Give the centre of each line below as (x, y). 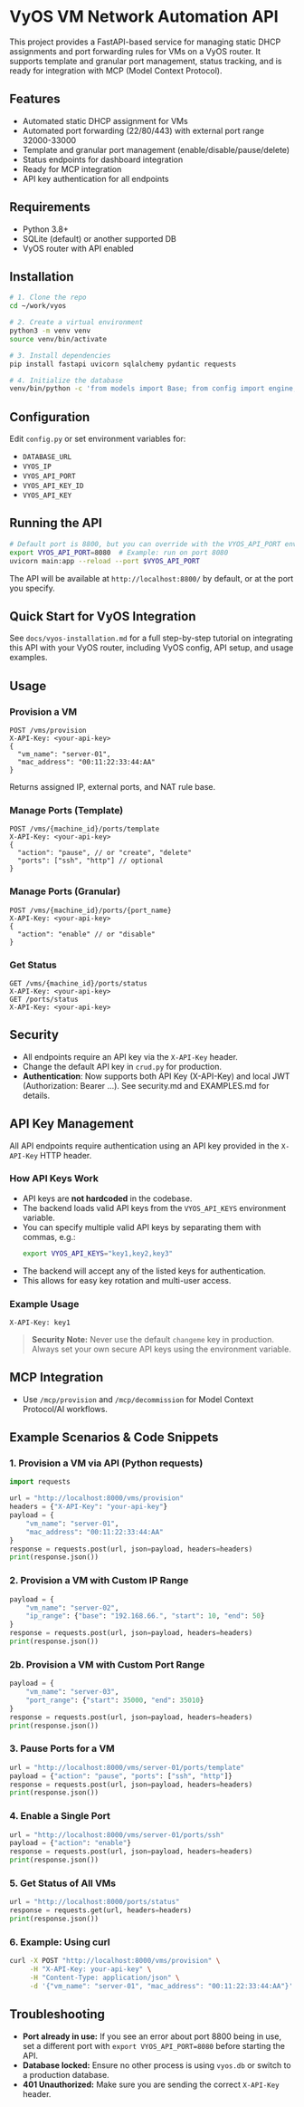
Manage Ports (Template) (66, 810)
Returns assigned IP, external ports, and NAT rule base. (112, 787)
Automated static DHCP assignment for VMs (105, 120)
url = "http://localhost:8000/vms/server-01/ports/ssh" (117, 1835)
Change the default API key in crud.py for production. (122, 1066)
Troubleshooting (57, 2014)
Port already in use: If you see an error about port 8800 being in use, (152, 2036)
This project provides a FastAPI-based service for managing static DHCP (145, 42)
